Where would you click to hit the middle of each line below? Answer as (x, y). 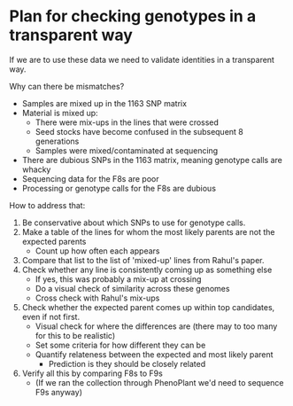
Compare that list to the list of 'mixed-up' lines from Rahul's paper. (143, 260)
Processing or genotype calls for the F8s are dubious (119, 188)
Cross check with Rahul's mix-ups (97, 298)
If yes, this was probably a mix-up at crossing (118, 279)
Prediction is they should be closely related (127, 363)
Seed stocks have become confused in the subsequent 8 (139, 131)
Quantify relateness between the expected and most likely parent (154, 354)
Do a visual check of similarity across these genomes (132, 288)
